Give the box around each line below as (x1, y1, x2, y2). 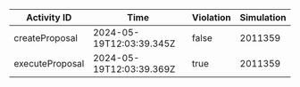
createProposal (13, 32, 79, 43)
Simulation (239, 12, 287, 23)
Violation (191, 12, 232, 23)
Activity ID (26, 12, 72, 23)
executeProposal (13, 58, 85, 69)
